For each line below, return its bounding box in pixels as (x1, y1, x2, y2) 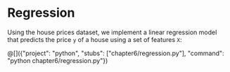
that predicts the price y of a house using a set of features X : (7, 35, 182, 43)
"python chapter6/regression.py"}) (7, 56, 108, 64)
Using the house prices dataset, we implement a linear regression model (7, 28, 217, 36)
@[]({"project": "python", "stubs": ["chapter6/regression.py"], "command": (7, 49, 224, 57)
